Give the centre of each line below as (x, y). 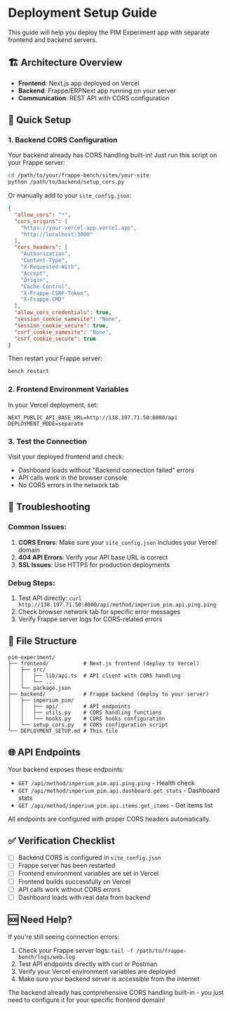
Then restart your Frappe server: (55, 358)
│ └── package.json (40, 688)
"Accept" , (35, 273)
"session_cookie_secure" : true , (62, 325)
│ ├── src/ (27, 670)
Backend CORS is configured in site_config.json (89, 857)
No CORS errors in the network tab (68, 484)
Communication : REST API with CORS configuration (94, 98)
